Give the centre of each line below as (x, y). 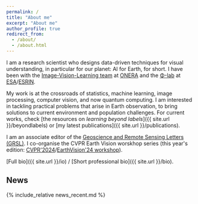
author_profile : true (33, 29)
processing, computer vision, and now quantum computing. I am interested (99, 99)
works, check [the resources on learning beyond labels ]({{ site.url (88, 119)
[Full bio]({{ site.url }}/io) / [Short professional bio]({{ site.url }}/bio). (90, 161)
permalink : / (23, 12)
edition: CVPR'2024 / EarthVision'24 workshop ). (64, 150)
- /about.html (29, 46)
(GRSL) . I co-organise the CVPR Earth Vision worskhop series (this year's (97, 143)
